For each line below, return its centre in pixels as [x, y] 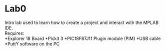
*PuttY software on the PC [32, 43]
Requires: [14, 33]
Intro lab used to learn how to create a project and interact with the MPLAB [81, 22]
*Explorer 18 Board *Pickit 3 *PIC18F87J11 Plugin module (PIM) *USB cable [83, 38]
